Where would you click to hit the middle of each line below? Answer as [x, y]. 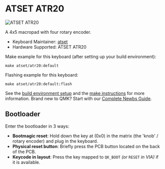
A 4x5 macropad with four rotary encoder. [48, 32]
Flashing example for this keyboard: [42, 75]
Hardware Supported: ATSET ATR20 [49, 47]
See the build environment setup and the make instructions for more [75, 93]
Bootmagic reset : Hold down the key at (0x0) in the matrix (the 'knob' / [85, 136]
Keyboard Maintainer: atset [40, 42]
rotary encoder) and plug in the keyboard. [55, 141]
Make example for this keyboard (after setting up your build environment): [81, 56]
